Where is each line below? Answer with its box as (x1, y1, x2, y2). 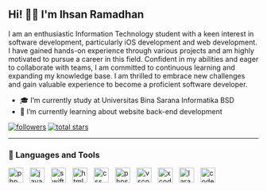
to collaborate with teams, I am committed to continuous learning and (8, 63, 236, 72)
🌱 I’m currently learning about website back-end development (19, 106, 222, 116)
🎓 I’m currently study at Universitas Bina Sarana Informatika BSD (19, 95, 234, 105)
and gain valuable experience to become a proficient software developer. (8, 79, 248, 89)
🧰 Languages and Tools (8, 149, 100, 160)
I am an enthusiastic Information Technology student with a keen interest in (8, 29, 254, 38)
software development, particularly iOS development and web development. (8, 37, 258, 47)
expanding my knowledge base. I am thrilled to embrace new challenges (8, 71, 246, 80)
